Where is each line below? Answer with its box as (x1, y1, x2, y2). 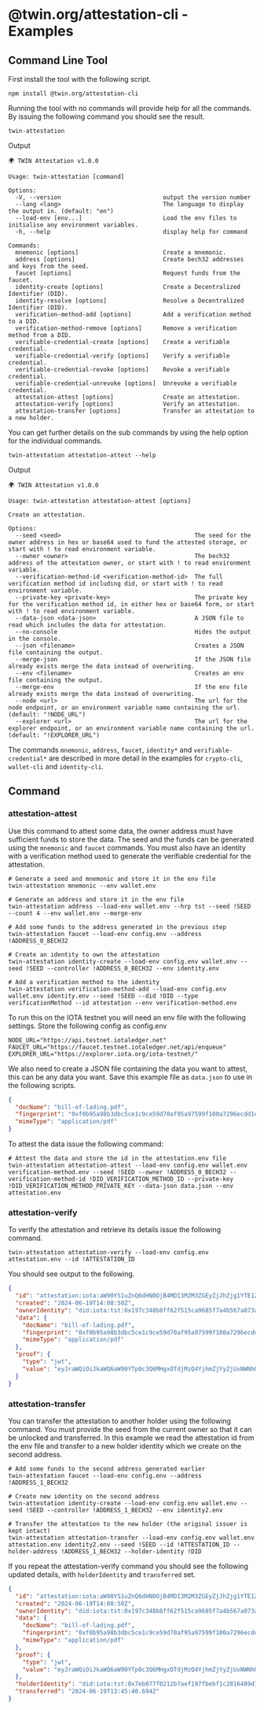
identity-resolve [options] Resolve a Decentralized (15, 297, 244, 305)
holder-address (8, 1547, 58, 1556)
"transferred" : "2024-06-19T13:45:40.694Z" (15, 1687, 159, 1696)
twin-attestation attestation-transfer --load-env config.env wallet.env (8, 1534, 255, 1542)
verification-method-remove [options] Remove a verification (15, 324, 237, 332)
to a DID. (8, 317, 41, 325)
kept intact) (8, 1527, 51, 1534)
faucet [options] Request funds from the (15, 269, 241, 277)
